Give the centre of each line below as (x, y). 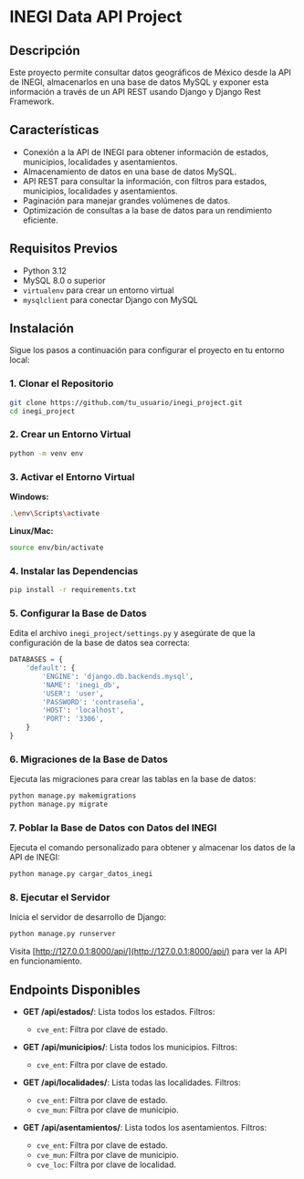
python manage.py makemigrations (73, 796)
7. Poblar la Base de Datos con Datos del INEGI (113, 828)
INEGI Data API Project (96, 17)
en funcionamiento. (46, 961)
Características (54, 130)
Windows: (29, 496)
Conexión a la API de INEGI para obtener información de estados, (146, 151)
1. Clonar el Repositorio (62, 383)
